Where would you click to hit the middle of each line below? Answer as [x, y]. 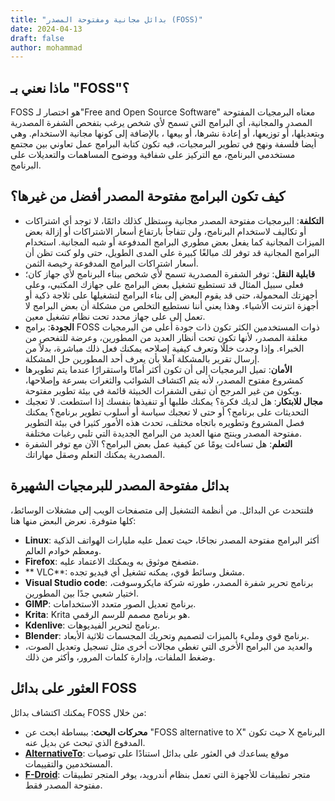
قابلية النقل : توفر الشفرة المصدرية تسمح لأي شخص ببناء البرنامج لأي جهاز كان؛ [170, 273]
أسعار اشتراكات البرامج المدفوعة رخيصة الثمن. [111, 263]
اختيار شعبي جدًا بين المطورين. [81, 593]
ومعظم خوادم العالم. [63, 550]
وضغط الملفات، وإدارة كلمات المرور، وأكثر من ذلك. [120, 657]
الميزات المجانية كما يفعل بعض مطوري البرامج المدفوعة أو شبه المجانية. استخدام [174, 242]
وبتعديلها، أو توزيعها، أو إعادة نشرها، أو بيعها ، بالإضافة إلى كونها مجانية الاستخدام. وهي [167, 133]
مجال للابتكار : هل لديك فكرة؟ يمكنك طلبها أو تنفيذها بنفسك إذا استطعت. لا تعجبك [173, 401]
